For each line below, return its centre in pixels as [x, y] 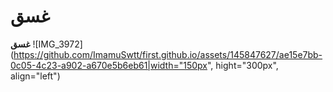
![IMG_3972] [57, 44]
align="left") [35, 76]
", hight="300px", [243, 65]
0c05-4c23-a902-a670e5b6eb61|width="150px [109, 65]
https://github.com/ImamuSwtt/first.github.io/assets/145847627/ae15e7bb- [168, 54]
